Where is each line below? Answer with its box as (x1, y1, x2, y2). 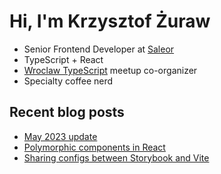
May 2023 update (23, 130, 98, 142)
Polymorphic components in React (23, 141, 166, 153)
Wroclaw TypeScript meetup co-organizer (23, 64, 198, 76)
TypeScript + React (23, 53, 104, 65)
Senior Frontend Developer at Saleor (23, 43, 175, 55)
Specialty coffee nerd (23, 75, 114, 87)
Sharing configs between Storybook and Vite (23, 151, 210, 164)
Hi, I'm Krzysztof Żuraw (9, 10, 211, 33)
